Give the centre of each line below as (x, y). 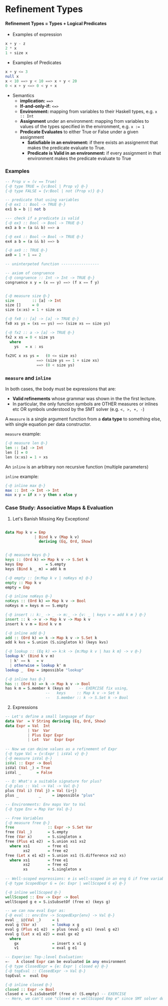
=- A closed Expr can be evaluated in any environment (66, 962)
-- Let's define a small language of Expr (50, 717)
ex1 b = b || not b (25, 209)
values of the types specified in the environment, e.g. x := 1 (82, 126)
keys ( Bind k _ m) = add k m (35, 569)
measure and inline (28, 378)
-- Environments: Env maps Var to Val (45, 804)
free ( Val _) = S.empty (37, 832)
